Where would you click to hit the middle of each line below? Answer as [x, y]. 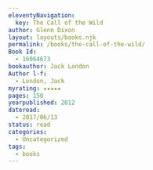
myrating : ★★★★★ [35, 88]
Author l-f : [27, 74]
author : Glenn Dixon [42, 30]
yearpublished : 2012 [42, 103]
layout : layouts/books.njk [52, 37]
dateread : [24, 110]
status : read [29, 125]
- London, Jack [40, 81]
